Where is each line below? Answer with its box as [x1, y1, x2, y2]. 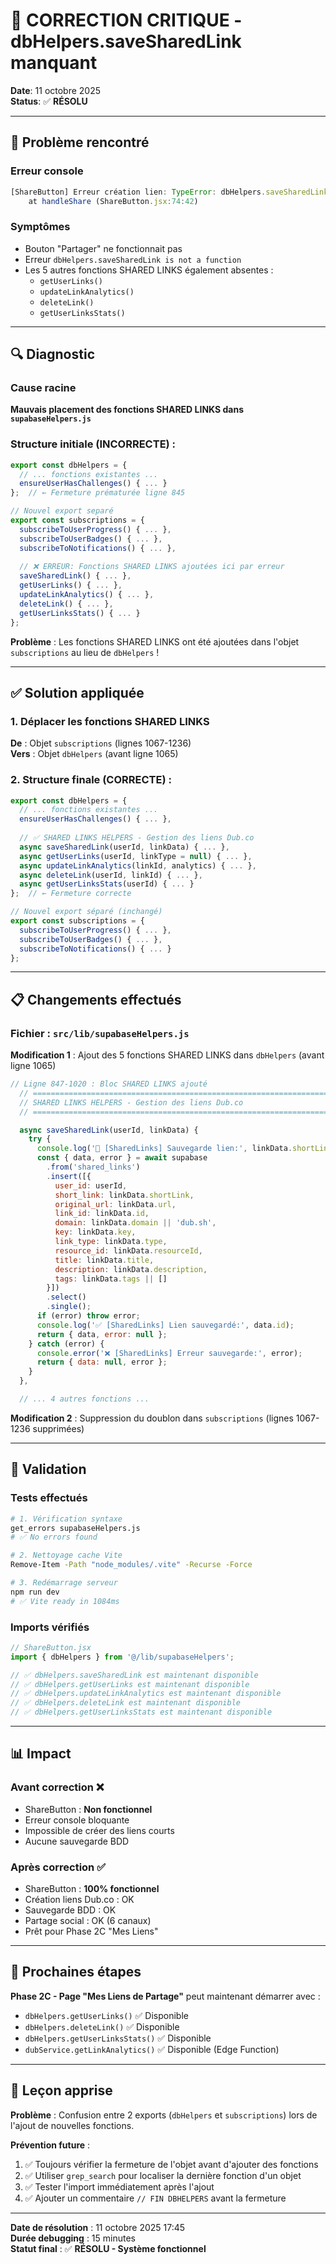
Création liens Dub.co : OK [24, 1894, 135, 1906]
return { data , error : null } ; [36, 1329, 168, 1339]
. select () [46, 1292, 87, 1303]
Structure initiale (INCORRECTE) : [10, 437, 177, 451]
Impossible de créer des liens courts [24, 1824, 175, 1836]
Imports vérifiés [10, 1620, 90, 1634]
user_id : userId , [54, 1180, 128, 1191]
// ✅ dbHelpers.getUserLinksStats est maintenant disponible [10, 1707, 273, 1718]
